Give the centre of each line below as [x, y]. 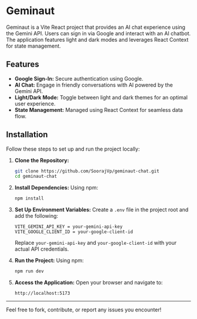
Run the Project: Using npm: [49, 261]
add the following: [36, 216]
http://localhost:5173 [42, 293]
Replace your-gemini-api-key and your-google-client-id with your [96, 243]
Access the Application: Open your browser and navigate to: [89, 283]
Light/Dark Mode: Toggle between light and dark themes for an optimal [101, 97]
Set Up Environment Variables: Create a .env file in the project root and [101, 210]
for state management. [34, 46]
